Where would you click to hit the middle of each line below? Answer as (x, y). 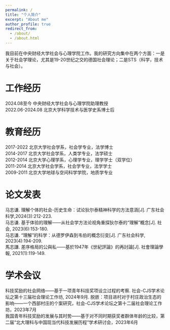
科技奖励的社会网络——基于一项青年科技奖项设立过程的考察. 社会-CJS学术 (83, 290)
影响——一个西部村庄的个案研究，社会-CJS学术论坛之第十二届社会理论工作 (84, 303)
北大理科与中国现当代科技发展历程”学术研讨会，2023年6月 (77, 322)
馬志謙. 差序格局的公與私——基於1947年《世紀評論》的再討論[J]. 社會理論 (82, 247)
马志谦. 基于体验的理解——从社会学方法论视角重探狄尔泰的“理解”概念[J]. (81, 222)
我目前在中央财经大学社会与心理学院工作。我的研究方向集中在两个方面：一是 (85, 53)
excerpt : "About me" (27, 19)
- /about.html (25, 39)
